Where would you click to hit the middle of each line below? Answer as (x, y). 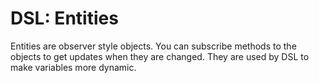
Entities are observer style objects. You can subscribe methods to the (153, 46)
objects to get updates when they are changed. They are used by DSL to (160, 56)
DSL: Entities (64, 18)
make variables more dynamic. (73, 67)
